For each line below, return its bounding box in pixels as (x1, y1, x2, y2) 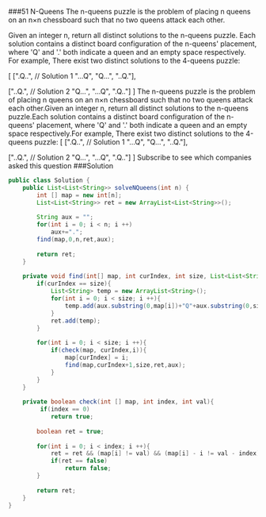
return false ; (64, 465, 112, 473)
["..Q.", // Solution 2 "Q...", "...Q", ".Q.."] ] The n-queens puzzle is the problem (8, 87, 256, 96)
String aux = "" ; (36, 214, 93, 222)
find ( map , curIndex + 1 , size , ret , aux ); (64, 361, 186, 368)
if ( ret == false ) (50, 457, 108, 465)
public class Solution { (8, 176, 90, 184)
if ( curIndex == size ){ (36, 280, 112, 288)
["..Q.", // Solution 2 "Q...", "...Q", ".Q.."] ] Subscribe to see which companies (8, 152, 252, 162)
